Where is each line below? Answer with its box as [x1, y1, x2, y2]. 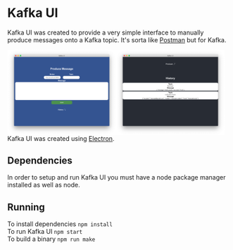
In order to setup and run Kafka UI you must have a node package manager [7, 173, 226, 182]
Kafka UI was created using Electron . [7, 134, 115, 142]
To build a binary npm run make [7, 235, 96, 244]
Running [7, 201, 46, 213]
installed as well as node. [7, 181, 80, 189]
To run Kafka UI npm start [7, 227, 83, 236]
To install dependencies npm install [7, 220, 113, 228]
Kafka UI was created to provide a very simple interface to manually [7, 28, 204, 37]
